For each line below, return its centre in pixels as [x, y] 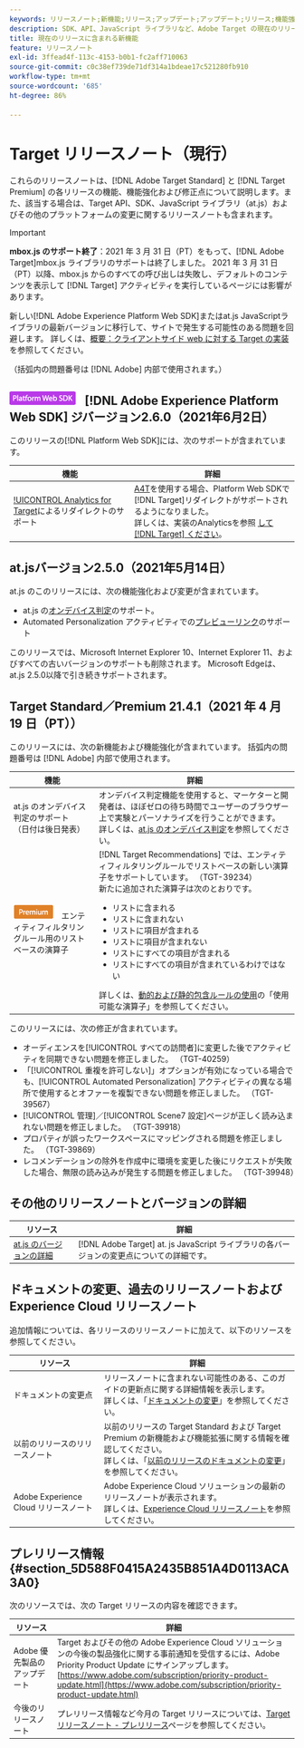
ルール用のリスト [53, 939]
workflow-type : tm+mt [50, 77]
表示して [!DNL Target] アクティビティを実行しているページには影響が [162, 285]
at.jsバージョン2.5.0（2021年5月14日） [121, 568]
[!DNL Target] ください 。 [180, 534]
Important [28, 233]
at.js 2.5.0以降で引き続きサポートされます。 [90, 675]
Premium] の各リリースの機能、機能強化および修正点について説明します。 [147, 192]
